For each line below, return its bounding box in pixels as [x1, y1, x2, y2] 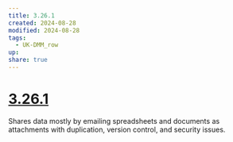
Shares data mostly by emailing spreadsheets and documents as [8, 116, 220, 125]
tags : [8, 33, 26, 42]
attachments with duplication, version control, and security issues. [8, 125, 226, 134]
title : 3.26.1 [8, 11, 56, 20]
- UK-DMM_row [15, 41, 59, 49]
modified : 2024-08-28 [8, 26, 80, 34]
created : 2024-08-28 [8, 19, 77, 27]
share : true [8, 56, 48, 64]
